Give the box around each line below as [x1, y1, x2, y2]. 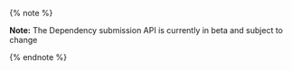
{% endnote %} [9, 52, 68, 62]
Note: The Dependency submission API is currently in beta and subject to [9, 25, 283, 35]
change [9, 35, 38, 45]
